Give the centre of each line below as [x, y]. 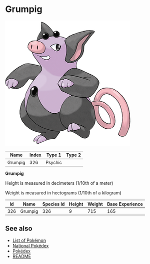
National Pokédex [30, 246]
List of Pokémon [29, 240]
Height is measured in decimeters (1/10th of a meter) [59, 183]
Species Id [53, 204]
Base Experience [125, 204]
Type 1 [54, 155]
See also [19, 228]
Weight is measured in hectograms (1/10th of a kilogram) [63, 193]
